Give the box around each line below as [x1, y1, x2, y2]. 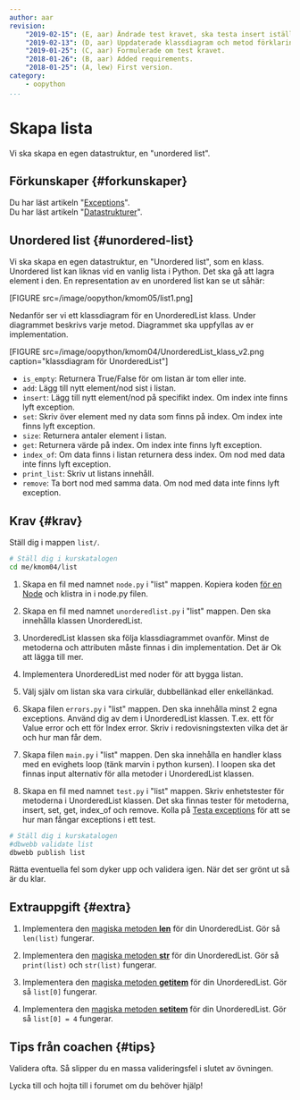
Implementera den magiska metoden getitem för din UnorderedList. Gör [21, 977, 287, 988]
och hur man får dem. [21, 732, 103, 742]
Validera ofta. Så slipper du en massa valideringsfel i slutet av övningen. [9, 1063, 274, 1073]
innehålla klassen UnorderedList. [21, 614, 143, 626]
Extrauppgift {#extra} [9, 900, 132, 915]
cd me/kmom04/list [9, 563, 78, 571]
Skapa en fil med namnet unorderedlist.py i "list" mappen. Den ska [21, 605, 271, 616]
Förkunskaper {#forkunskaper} [9, 173, 187, 189]
